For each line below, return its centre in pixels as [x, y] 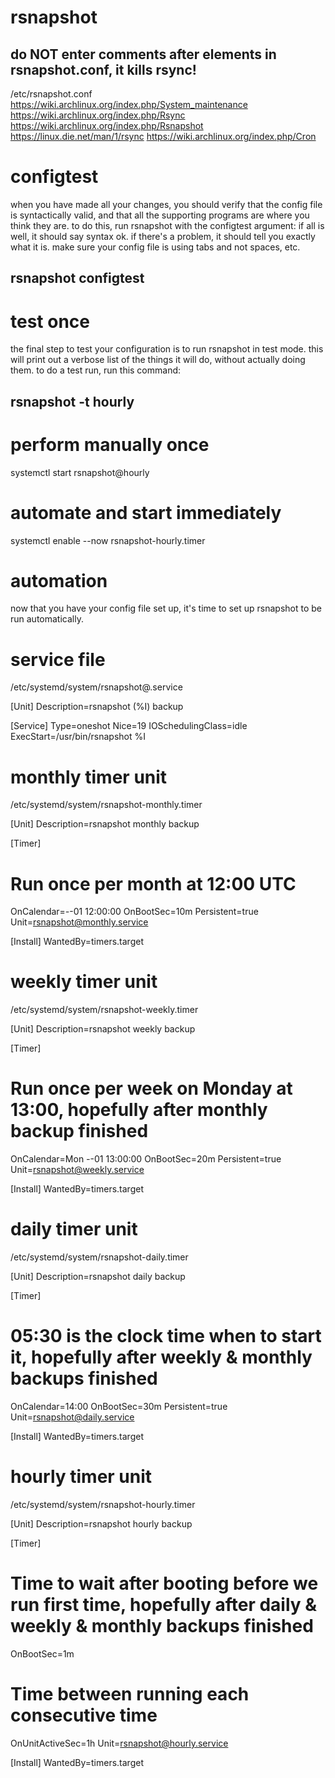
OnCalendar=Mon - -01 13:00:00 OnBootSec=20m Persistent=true [146, 1159]
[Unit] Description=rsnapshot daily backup [98, 1277]
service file [58, 659]
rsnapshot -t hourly [72, 401]
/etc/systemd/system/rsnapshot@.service [96, 687]
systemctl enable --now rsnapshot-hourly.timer [108, 540]
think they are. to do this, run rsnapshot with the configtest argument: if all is [167, 225]
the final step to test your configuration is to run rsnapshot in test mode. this [167, 349]
